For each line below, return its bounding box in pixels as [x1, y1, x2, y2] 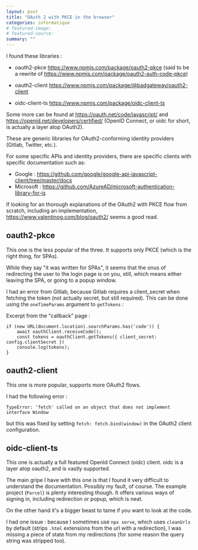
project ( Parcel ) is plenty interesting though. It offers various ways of [6, 489, 174, 496]
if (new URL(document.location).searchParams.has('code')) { [6, 323, 160, 329]
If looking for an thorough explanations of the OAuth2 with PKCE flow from [6, 201, 187, 208]
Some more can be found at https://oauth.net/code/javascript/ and [6, 111, 168, 118]
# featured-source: [6, 31, 54, 37]
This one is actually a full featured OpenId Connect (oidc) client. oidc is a [6, 459, 183, 466]
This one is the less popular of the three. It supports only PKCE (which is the [6, 246, 192, 253]
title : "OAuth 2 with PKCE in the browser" [6, 14, 115, 20]
